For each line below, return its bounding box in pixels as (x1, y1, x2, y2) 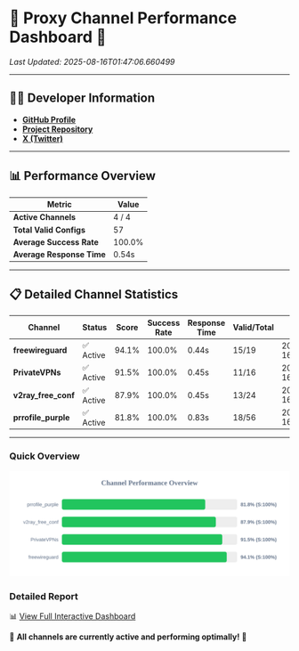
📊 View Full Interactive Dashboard (9, 610, 136, 622)
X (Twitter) (21, 133, 64, 143)
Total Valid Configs (12, 224, 86, 235)
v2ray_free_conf (12, 389, 76, 400)
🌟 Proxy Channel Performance (9, 8, 238, 28)
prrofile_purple (12, 411, 70, 422)
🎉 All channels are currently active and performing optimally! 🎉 (9, 631, 247, 642)
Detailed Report (9, 590, 78, 602)
